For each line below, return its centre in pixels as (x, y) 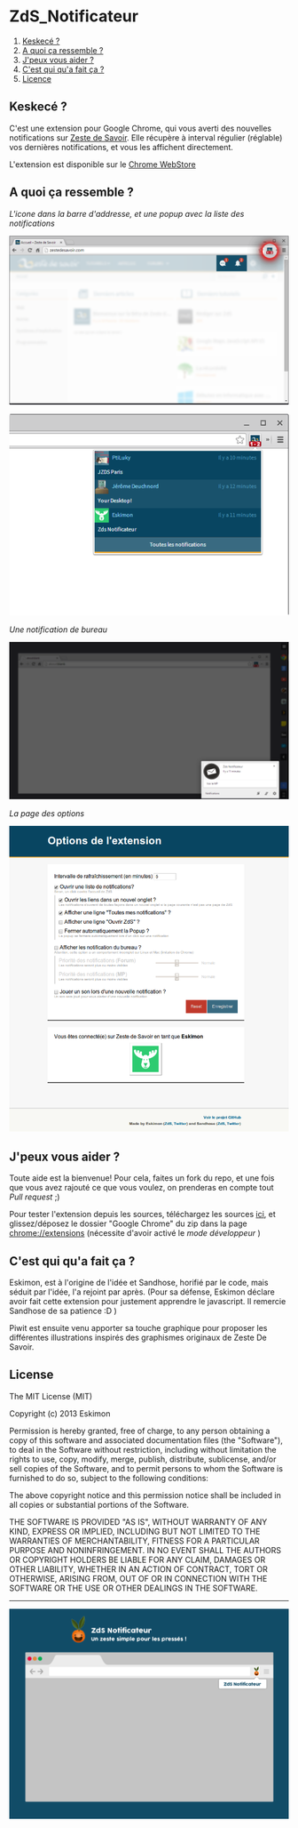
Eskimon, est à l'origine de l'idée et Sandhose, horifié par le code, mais (139, 1282)
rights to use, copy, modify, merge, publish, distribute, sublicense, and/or (143, 1459)
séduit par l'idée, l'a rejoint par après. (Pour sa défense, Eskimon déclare (142, 1292)
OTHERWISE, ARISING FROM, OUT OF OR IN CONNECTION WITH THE (138, 1578)
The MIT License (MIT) (51, 1396)
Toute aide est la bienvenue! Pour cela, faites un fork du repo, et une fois (142, 1178)
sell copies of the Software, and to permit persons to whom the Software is (146, 1468)
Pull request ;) (35, 1197)
